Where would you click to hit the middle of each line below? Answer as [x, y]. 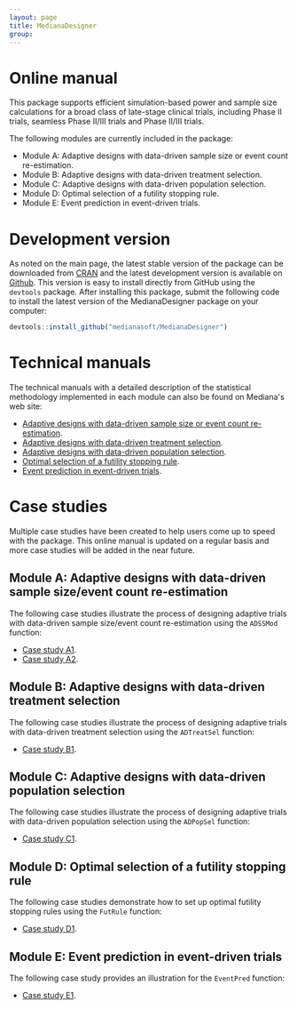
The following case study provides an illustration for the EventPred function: [147, 978]
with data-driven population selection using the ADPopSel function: [130, 821]
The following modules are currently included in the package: [121, 139]
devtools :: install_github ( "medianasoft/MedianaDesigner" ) [118, 327]
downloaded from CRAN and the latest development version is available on [146, 273]
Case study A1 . [49, 649]
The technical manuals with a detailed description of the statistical [130, 388]
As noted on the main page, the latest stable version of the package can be [146, 264]
